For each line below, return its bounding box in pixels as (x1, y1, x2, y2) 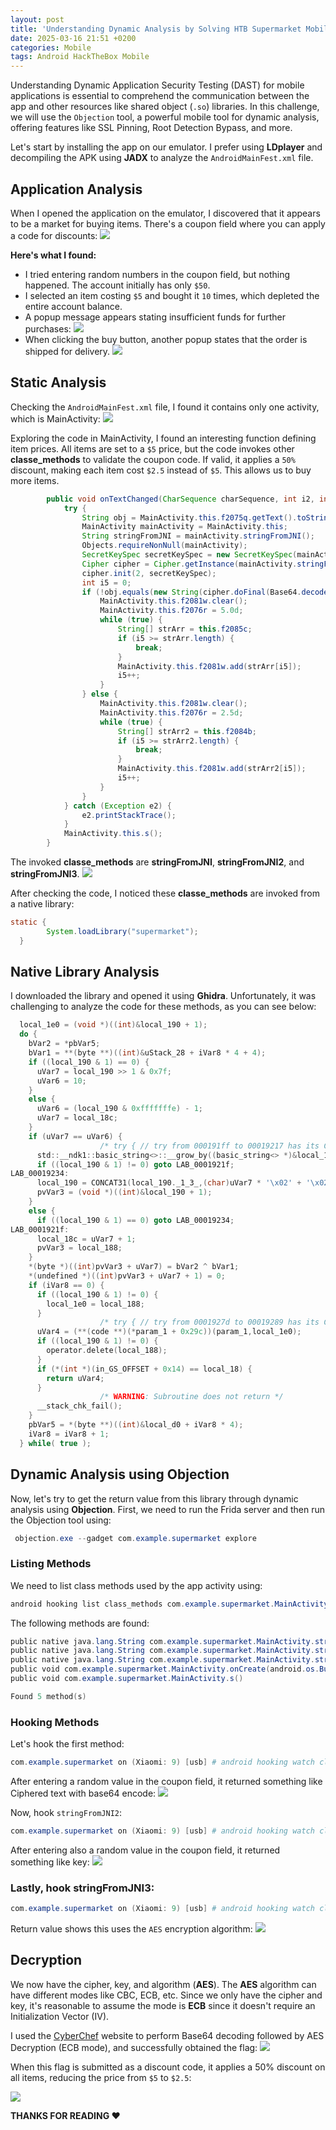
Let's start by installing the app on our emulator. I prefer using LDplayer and (10, 141, 323, 153)
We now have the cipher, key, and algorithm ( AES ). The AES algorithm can (10, 1978, 317, 1990)
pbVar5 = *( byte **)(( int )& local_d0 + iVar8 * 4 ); (28, 1420, 244, 1430)
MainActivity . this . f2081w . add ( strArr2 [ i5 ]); (117, 764, 307, 774)
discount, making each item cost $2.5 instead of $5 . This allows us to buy (10, 464, 312, 476)
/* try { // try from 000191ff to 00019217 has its (99, 1141, 320, 1151)
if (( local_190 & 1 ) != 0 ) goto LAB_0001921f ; (36, 1159, 235, 1170)
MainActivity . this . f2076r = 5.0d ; (99, 606, 244, 616)
